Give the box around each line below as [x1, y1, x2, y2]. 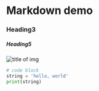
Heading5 [6, 40, 32, 47]
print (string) [6, 78, 42, 85]
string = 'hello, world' [6, 73, 69, 79]
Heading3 [6, 25, 36, 34]
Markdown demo [6, 4, 94, 18]
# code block [6, 67, 39, 73]
